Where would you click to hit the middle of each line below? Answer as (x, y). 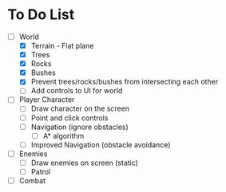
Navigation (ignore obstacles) (79, 127)
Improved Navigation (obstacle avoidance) (101, 144)
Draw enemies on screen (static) (85, 163)
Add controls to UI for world (77, 91)
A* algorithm (63, 135)
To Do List (41, 15)
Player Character (47, 100)
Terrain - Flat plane (62, 46)
